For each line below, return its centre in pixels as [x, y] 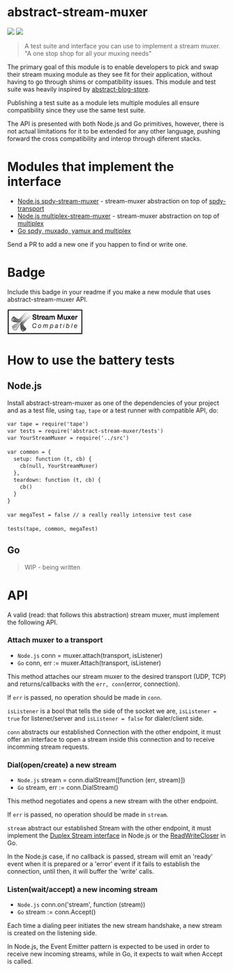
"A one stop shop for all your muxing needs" [88, 53]
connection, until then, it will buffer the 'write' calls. [81, 872]
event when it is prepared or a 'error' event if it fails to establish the [104, 864]
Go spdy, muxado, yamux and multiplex [74, 231]
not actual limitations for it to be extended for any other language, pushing [114, 131]
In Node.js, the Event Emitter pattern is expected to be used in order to [108, 947]
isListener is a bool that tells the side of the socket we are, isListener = [112, 711]
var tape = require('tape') [48, 424]
